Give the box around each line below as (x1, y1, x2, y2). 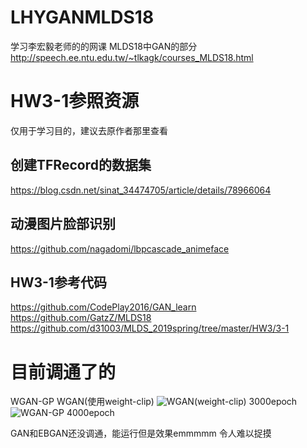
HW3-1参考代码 (10, 274, 107, 291)
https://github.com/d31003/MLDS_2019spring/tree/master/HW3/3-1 (10, 322, 290, 335)
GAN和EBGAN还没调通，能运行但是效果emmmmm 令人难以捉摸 (10, 427, 272, 440)
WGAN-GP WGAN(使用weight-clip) (10, 396, 155, 408)
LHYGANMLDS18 (10, 6, 155, 29)
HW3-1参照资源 (10, 90, 140, 113)
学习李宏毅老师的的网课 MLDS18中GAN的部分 (10, 40, 198, 52)
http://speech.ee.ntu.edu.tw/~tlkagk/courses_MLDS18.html (10, 51, 254, 63)
